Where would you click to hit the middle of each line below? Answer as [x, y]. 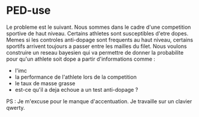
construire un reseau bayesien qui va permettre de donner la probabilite [95, 52]
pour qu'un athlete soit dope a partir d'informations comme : [81, 59]
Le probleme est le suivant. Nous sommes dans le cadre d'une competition [99, 27]
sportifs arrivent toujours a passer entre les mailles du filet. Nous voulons [97, 46]
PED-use [28, 10]
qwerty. [16, 107]
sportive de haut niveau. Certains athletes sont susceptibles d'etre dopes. [97, 33]
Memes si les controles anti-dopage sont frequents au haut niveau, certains [100, 40]
